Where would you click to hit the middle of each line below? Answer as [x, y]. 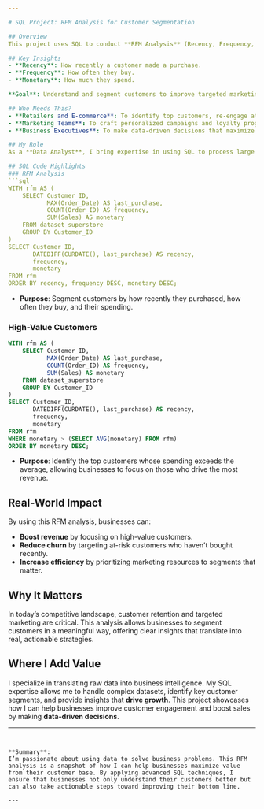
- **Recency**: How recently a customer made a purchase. [105, 65]
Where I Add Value [55, 664]
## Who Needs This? [40, 108]
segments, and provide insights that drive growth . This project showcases [128, 700]
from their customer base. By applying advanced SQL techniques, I [121, 773]
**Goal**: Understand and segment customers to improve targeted [117, 95]
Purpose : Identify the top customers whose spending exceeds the [126, 461]
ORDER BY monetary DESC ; [49, 446]
